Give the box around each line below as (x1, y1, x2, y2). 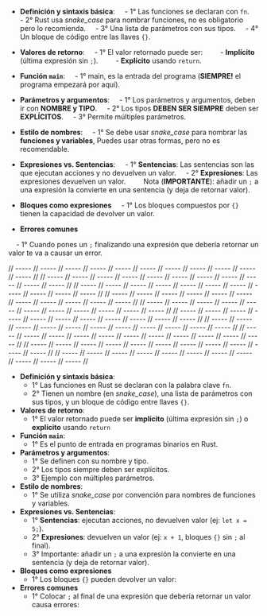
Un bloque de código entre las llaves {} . (19, 32, 151, 41)
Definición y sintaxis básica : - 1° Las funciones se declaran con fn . (19, 7, 250, 16)
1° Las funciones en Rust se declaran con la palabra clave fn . (31, 381, 232, 389)
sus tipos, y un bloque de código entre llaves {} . (31, 397, 190, 406)
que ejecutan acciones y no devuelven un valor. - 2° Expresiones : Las (19, 169, 258, 177)
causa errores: (31, 600, 79, 609)
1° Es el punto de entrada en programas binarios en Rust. (31, 440, 219, 448)
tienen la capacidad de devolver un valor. (19, 209, 155, 218)
